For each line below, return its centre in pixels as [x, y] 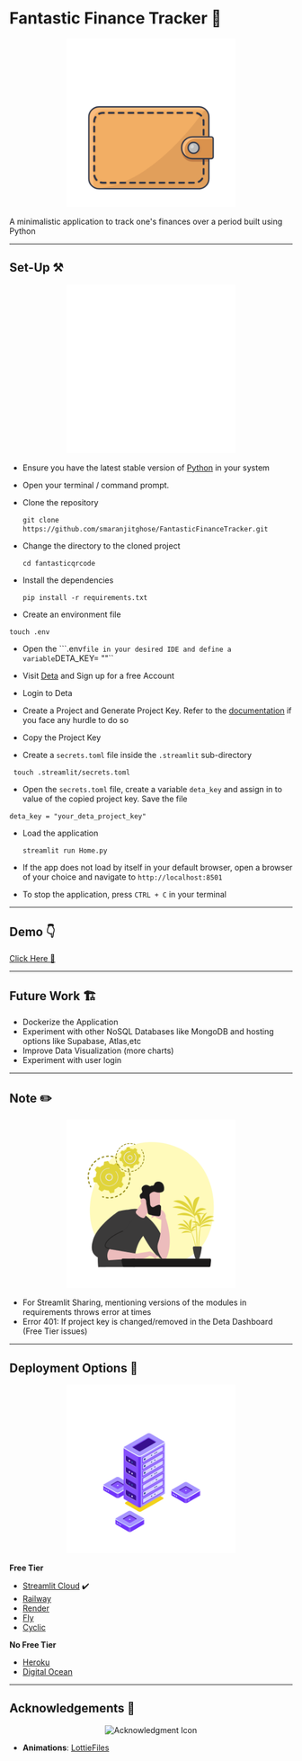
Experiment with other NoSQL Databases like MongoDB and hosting [148, 1032]
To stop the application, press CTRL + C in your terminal [124, 894]
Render [36, 1608]
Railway [37, 1599]
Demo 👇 [32, 932]
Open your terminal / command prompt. [96, 485]
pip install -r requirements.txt [85, 597]
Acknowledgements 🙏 [72, 1708]
